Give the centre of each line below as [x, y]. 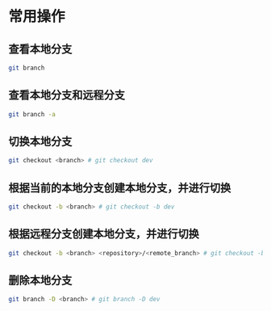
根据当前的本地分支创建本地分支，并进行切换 [120, 188]
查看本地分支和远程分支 [67, 95]
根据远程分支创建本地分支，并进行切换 [104, 234]
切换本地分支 [40, 141]
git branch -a [32, 114]
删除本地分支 [40, 281]
